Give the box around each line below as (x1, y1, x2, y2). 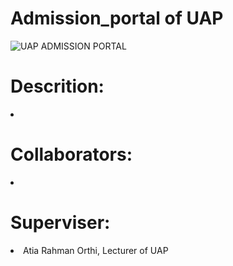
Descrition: (10, 75, 105, 98)
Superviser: (10, 212, 111, 234)
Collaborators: (10, 143, 133, 166)
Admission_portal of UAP (10, 7, 224, 30)
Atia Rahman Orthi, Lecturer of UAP (23, 244, 169, 256)
